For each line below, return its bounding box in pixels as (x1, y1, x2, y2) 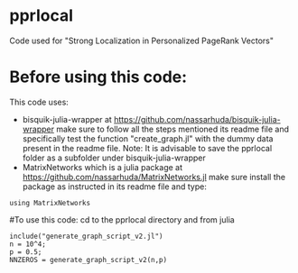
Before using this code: (9, 67, 188, 87)
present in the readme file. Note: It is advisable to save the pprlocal (22, 142, 273, 153)
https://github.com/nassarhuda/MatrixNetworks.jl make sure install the (22, 171, 286, 182)
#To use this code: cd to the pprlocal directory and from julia (9, 214, 235, 225)
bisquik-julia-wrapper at (22, 114, 113, 124)
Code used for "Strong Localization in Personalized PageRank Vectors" (9, 35, 274, 46)
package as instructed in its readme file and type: (22, 181, 208, 192)
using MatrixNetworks (9, 198, 91, 207)
